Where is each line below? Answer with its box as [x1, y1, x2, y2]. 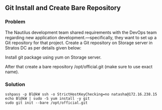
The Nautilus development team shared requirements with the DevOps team [5, 29, 157, 35]
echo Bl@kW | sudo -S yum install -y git [5, 96, 90, 101]
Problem [5, 18, 26, 25]
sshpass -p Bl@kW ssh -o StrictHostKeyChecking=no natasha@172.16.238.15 [5, 92, 158, 96]
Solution [5, 81, 26, 88]
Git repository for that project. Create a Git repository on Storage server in [5, 40, 153, 46]
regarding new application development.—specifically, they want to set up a [5, 34, 157, 40]
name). [5, 69, 19, 75]
